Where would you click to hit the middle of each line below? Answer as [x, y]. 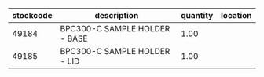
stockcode [32, 15]
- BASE [74, 38]
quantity [197, 15]
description [117, 15]
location [236, 15]
